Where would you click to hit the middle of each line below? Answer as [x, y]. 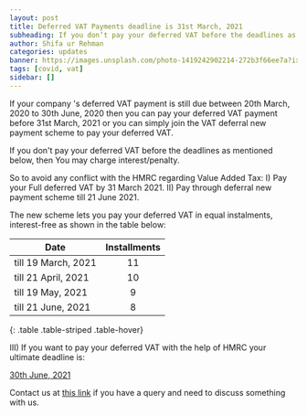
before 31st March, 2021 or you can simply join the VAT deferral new [138, 122]
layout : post [34, 18]
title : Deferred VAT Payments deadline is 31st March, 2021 [127, 27]
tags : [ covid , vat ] [47, 69]
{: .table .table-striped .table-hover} [77, 329]
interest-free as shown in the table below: [88, 224]
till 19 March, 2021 [56, 262]
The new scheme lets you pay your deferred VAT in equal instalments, [141, 215]
